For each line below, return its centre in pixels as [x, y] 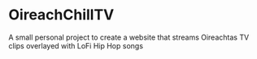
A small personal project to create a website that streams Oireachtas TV [129, 37]
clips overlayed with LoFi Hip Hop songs [76, 45]
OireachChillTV [61, 15]
